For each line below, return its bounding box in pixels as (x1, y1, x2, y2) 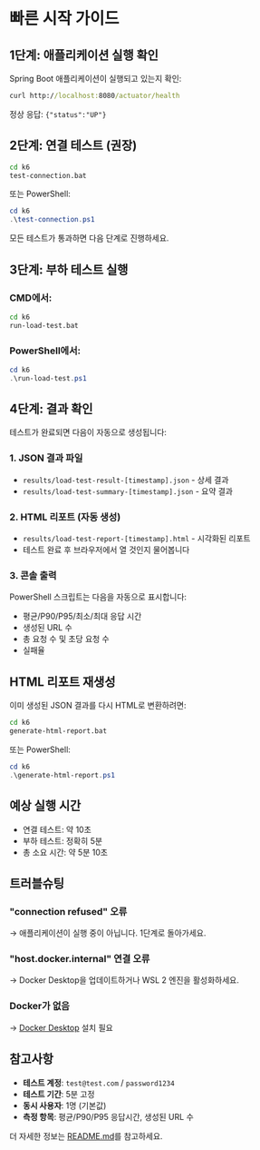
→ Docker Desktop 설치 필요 (9, 1022, 113, 1033)
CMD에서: (9, 292, 53, 304)
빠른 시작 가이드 (9, 8, 120, 29)
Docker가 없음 (9, 1000, 71, 1013)
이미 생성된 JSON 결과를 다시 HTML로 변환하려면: (9, 700, 187, 711)
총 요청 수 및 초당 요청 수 (22, 633, 111, 645)
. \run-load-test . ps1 (9, 373, 88, 382)
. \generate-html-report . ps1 (9, 770, 116, 779)
